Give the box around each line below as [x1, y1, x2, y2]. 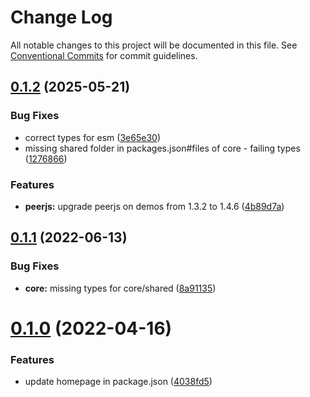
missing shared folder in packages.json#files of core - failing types [24, 142, 301, 154]
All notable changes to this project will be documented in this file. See [10, 39, 298, 51]
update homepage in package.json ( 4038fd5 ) [24, 376, 213, 388]
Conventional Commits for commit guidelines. [10, 49, 198, 61]
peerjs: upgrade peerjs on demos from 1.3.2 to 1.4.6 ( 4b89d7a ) [24, 200, 285, 212]
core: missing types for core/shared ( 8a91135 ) [24, 282, 217, 294]
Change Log [10, 6, 113, 29]
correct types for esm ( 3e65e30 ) [24, 131, 161, 143]
